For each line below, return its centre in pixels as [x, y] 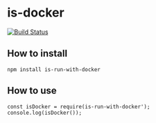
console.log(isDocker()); [44, 113]
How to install [37, 54]
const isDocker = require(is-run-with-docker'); [79, 106]
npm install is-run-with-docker [54, 69]
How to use [32, 91]
